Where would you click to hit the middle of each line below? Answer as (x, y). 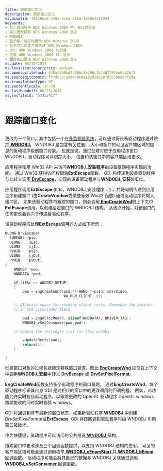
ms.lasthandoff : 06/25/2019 (33, 91)
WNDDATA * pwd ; (28, 274)
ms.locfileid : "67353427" (31, 95)
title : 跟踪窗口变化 (24, 9)
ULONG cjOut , (26, 256)
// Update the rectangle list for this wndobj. (63, 331)
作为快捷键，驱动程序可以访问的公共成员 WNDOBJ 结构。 (63, 435)
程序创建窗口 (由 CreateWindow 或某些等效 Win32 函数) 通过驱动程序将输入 (80, 195)
